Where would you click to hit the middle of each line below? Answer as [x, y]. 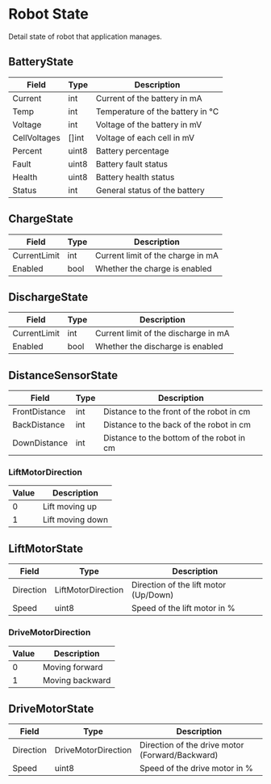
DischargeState [48, 297]
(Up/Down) [153, 595]
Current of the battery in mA [149, 98]
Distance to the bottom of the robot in [175, 438]
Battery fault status [131, 164]
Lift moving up [70, 507]
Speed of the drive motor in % [197, 769]
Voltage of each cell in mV [145, 137]
